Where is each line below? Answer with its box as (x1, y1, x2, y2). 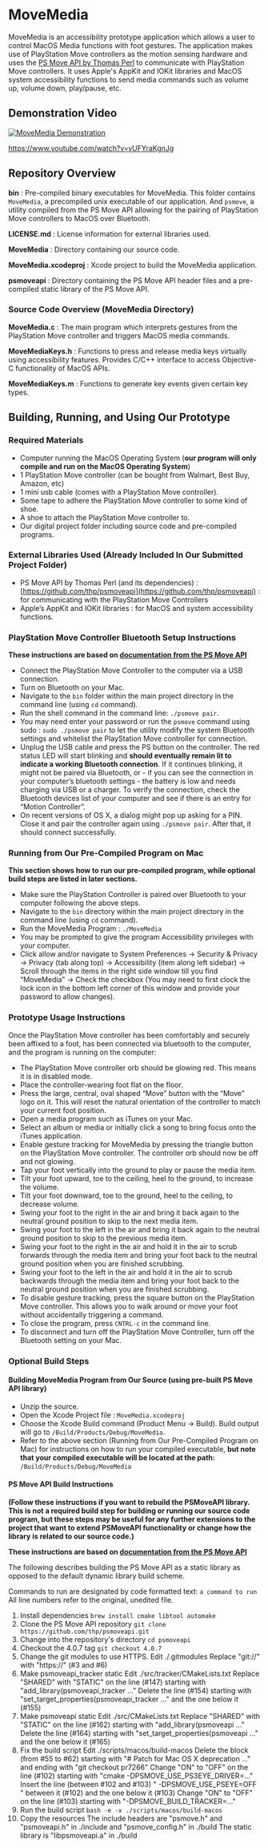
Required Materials (8, 435, 84, 446)
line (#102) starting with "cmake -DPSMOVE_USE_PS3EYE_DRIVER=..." (19, 1771, 254, 1781)
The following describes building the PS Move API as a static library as (8, 1563, 241, 1572)
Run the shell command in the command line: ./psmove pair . (19, 708, 219, 718)
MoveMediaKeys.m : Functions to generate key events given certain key (8, 378, 248, 388)
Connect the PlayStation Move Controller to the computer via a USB (19, 665, 243, 675)
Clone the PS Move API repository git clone (19, 1620, 166, 1629)
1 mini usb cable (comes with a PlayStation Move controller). (19, 487, 218, 496)
